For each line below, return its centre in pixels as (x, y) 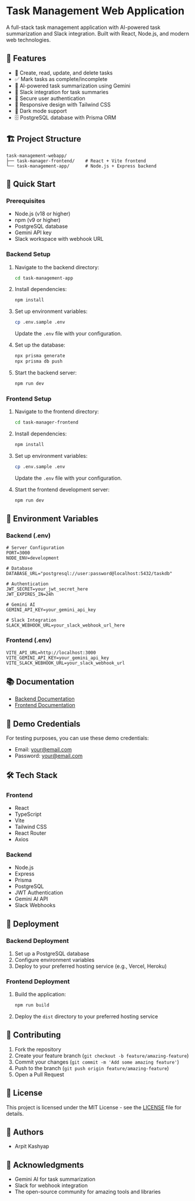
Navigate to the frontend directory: (57, 412)
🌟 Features (26, 58)
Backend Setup (29, 254)
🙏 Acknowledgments (45, 1165)
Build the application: (40, 995)
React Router (30, 833)
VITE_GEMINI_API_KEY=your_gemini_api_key (58, 658)
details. (15, 1113)
